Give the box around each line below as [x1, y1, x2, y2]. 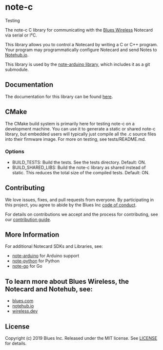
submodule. [5, 66, 29, 72]
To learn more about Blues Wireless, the [5, 277, 129, 286]
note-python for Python [12, 258, 60, 264]
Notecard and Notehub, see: [5, 285, 93, 293]
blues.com [12, 298, 34, 304]
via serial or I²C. [5, 32, 38, 38]
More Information [5, 231, 60, 239]
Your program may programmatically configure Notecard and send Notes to [5, 47, 157, 53]
